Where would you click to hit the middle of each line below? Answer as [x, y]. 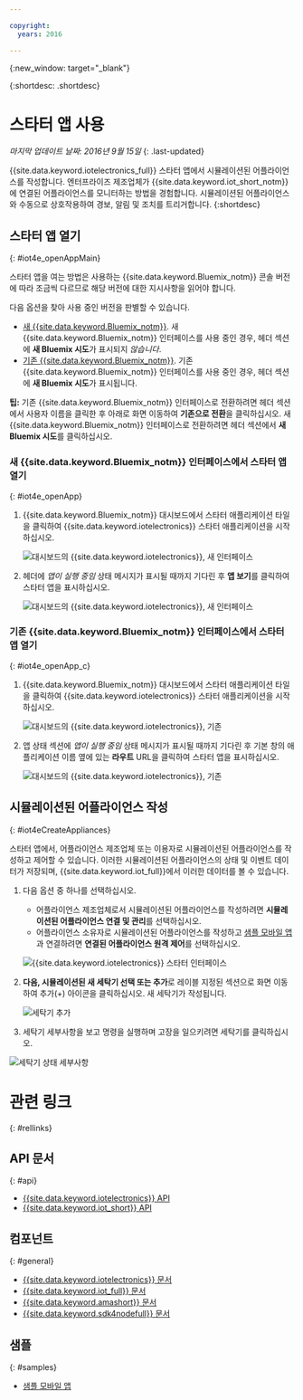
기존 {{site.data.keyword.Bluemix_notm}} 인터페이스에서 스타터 [147, 632]
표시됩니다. [118, 383]
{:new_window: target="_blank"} [70, 68]
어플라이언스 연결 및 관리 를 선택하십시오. [131, 920]
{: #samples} [33, 1367]
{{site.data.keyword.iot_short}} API [87, 1208]
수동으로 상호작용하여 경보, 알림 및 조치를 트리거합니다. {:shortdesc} [139, 205]
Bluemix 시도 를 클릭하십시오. [61, 436]
